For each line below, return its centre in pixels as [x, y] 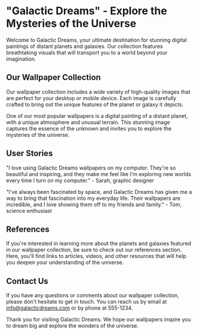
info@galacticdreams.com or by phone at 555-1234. [69, 308]
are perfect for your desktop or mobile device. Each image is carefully [91, 98]
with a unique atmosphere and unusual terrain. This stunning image [88, 122]
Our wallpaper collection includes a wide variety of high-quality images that [98, 92]
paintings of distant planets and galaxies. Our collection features [85, 46]
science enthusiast [29, 210]
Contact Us [27, 281]
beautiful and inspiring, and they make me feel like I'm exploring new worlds [99, 174]
